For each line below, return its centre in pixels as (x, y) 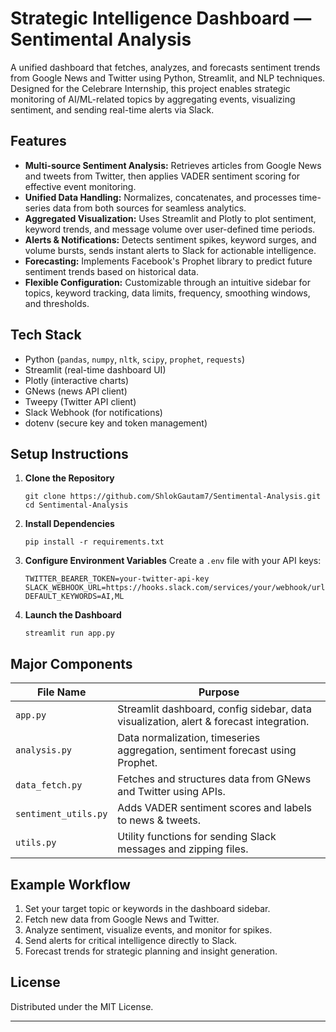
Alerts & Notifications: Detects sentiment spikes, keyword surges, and (170, 239)
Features (38, 141)
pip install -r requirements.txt (94, 542)
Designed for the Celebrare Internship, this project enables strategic (150, 88)
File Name (61, 692)
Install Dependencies (69, 524)
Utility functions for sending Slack (197, 837)
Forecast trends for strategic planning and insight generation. (151, 951)
